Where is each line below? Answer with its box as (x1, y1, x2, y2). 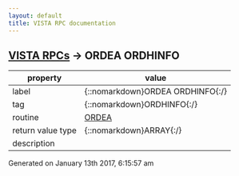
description (12, 138, 55, 149)
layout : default (8, 11, 62, 20)
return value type (12, 125, 78, 136)
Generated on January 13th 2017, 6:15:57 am (8, 158, 154, 168)
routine (12, 112, 39, 123)
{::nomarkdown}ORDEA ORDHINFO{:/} (84, 86, 228, 97)
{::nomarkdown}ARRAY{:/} (84, 125, 182, 136)
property (27, 73, 62, 84)
